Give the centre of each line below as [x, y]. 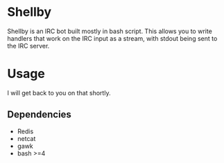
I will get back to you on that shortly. [59, 93]
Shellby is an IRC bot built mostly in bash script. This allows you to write [110, 31]
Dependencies [39, 115]
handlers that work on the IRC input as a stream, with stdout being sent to [112, 38]
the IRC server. [28, 46]
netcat [26, 138]
